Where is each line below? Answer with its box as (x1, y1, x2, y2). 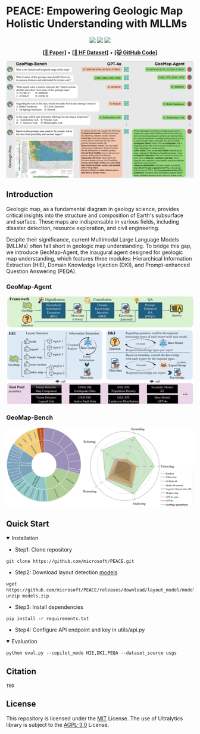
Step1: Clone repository (14, 546, 73, 553)
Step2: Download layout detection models (14, 569, 118, 576)
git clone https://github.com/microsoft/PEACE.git (6, 559, 135, 565)
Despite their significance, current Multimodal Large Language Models (6, 236, 179, 243)
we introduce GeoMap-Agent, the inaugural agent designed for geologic (6, 249, 183, 256)
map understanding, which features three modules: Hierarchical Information (6, 255, 192, 262)
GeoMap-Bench (6, 413, 54, 422)
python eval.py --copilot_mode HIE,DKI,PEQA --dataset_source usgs (6, 650, 177, 656)
